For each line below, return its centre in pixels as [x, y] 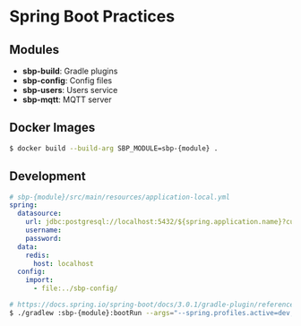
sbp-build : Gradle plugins [70, 71]
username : [44, 230]
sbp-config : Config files [67, 81]
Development [48, 176]
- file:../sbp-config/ [75, 288]
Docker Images [52, 128]
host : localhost [63, 263]
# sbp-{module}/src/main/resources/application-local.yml [120, 197]
